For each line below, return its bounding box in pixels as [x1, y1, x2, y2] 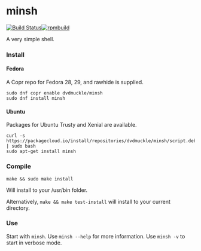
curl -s [6, 133, 26, 139]
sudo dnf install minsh [6, 96, 66, 102]
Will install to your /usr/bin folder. [6, 186, 88, 194]
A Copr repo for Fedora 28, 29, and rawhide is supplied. [6, 79, 144, 86]
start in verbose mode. [6, 239, 62, 246]
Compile [6, 163, 31, 171]
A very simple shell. [6, 35, 55, 42]
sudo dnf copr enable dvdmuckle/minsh [6, 90, 103, 96]
